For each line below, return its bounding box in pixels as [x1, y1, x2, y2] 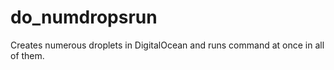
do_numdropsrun [10, 6, 158, 29]
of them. [10, 49, 45, 61]
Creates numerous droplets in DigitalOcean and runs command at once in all [10, 39, 325, 51]
